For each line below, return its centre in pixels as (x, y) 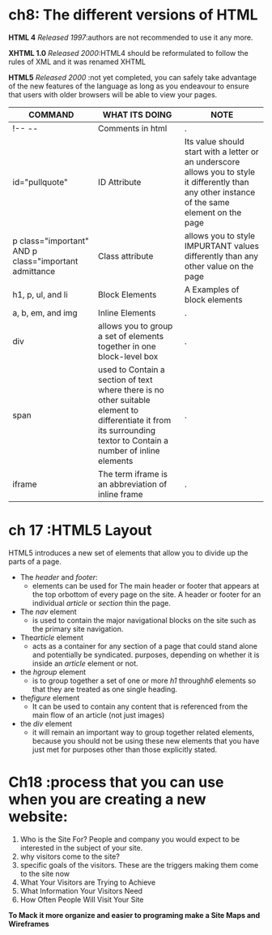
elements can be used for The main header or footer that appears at (146, 585)
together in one (127, 346)
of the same (207, 202)
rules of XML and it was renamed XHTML (77, 62)
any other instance (220, 192)
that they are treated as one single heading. (105, 689)
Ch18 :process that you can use (116, 782)
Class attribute (126, 255)
